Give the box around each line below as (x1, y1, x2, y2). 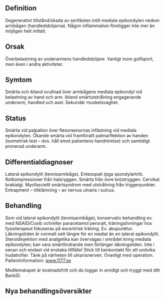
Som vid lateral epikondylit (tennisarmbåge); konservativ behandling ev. (5, 215, 153, 221)
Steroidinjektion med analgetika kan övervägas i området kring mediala (5, 236, 151, 242)
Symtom (5, 76, 32, 84)
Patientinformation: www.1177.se (5, 257, 71, 263)
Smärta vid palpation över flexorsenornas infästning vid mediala (5, 127, 136, 133)
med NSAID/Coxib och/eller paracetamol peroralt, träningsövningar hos (5, 220, 152, 226)
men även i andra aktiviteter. (5, 61, 63, 67)
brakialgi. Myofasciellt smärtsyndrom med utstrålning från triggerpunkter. (5, 182, 156, 188)
